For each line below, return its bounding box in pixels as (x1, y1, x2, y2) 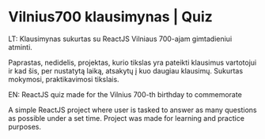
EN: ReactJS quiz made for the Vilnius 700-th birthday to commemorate (8, 89, 243, 99)
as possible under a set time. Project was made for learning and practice (8, 113, 245, 122)
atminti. (8, 42, 33, 51)
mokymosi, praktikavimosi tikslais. (8, 74, 120, 84)
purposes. (8, 122, 42, 131)
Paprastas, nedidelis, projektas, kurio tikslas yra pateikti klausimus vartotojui (8, 58, 257, 67)
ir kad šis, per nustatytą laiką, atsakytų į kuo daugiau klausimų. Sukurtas (8, 66, 244, 75)
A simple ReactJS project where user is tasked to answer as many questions (8, 105, 257, 115)
